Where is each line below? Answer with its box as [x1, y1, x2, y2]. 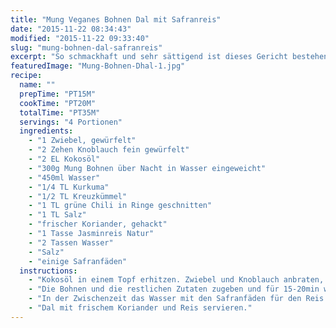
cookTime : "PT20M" [19, 98, 97, 108]
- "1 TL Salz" [28, 210, 87, 220]
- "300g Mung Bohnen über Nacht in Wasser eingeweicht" [28, 163, 267, 173]
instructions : [19, 266, 78, 276]
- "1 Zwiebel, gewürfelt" [28, 136, 137, 146]
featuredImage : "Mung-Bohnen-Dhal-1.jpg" [10, 61, 186, 71]
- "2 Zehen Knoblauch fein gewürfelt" [28, 145, 190, 155]
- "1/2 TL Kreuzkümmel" [28, 191, 128, 201]
